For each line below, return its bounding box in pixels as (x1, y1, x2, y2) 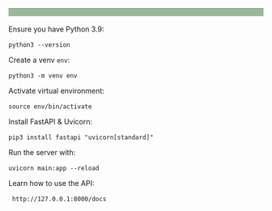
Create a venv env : (8, 55, 70, 65)
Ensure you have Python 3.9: (8, 24, 104, 34)
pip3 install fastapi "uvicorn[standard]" (8, 133, 154, 141)
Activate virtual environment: (8, 86, 105, 96)
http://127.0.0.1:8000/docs (11, 195, 107, 204)
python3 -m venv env (8, 72, 79, 80)
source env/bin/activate (8, 103, 92, 111)
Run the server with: (8, 148, 76, 158)
